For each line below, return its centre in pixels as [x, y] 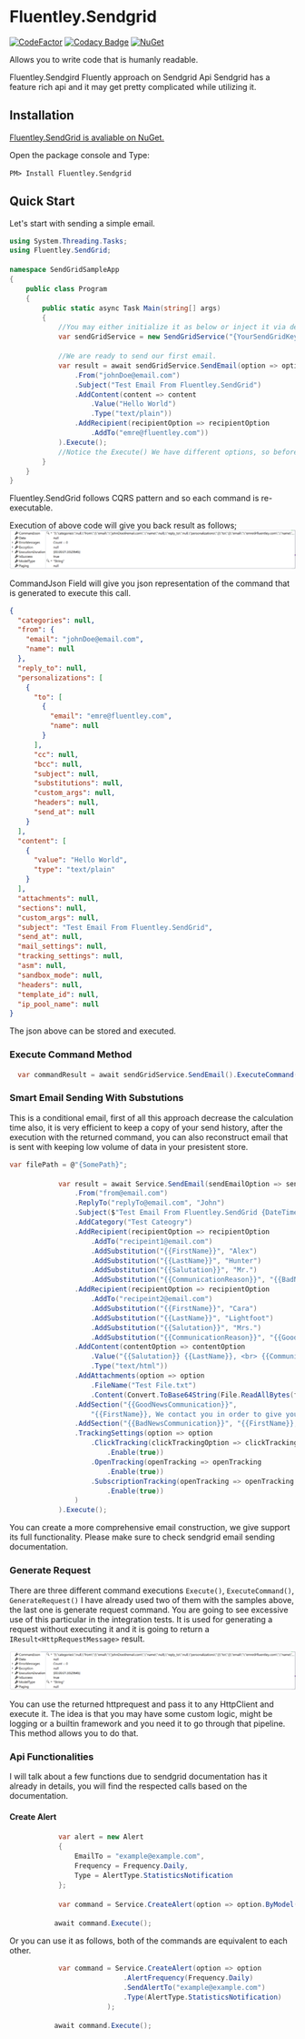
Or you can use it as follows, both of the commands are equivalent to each [148, 1941]
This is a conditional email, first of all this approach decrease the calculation [152, 1117]
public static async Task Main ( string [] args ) [132, 308]
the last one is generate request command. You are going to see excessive [149, 1610]
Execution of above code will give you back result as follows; [123, 526]
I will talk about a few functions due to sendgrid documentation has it [138, 1777]
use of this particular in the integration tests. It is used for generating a [141, 1619]
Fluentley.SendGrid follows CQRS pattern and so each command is [134, 499]
